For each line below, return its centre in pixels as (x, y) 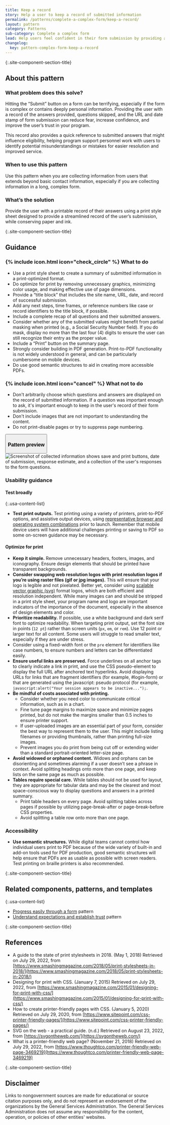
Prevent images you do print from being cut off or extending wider (89, 747)
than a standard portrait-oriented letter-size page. (72, 753)
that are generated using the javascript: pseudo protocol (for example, (86, 683)
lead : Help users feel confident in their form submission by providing (83, 39)
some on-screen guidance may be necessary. (60, 535)
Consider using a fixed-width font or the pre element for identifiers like (86, 644)
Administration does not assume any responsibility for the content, (75, 1112)
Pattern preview (26, 445)
